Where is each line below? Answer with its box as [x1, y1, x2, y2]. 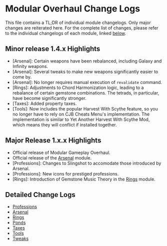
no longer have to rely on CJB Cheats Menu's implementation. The [12, 111, 150, 117]
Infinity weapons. [12, 63, 48, 69]
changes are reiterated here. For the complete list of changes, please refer [5, 24, 158, 30]
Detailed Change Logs [5, 190, 76, 199]
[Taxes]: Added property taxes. [12, 100, 77, 106]
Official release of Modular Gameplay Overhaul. [12, 149, 111, 155]
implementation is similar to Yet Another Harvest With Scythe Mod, [12, 116, 150, 122]
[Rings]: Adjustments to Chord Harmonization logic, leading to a [12, 84, 144, 90]
